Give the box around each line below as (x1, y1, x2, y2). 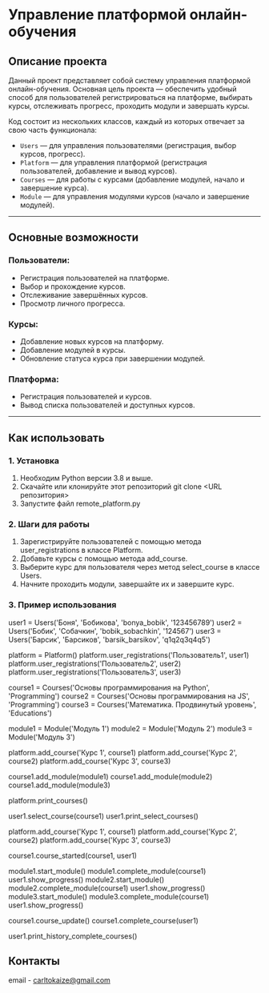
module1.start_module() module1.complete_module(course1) (8, 866, 207, 875)
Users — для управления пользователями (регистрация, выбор (19, 141, 237, 150)
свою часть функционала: (8, 126, 98, 134)
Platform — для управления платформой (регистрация (19, 158, 207, 167)
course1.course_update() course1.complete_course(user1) (8, 915, 199, 925)
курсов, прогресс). (19, 150, 86, 158)
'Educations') (8, 708, 52, 718)
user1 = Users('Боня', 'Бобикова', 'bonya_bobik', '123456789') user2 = (8, 618, 243, 627)
